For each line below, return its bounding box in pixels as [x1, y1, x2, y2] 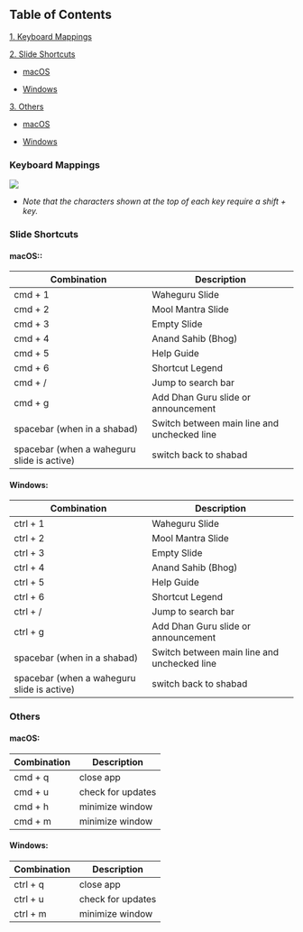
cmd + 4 [14, 333, 50, 346]
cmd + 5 [14, 347, 50, 360]
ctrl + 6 [14, 591, 45, 604]
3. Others [9, 101, 44, 112]
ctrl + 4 [14, 561, 45, 574]
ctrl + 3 [14, 547, 45, 559]
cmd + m [14, 815, 51, 827]
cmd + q [14, 771, 50, 783]
